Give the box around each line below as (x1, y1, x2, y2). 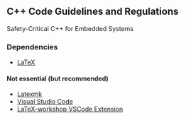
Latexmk (16, 90, 43, 98)
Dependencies (6, 42, 58, 52)
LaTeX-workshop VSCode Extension (16, 105, 124, 114)
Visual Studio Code (16, 97, 74, 106)
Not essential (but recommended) (6, 74, 109, 83)
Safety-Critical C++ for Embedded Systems (6, 24, 134, 32)
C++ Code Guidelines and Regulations (6, 6, 179, 18)
